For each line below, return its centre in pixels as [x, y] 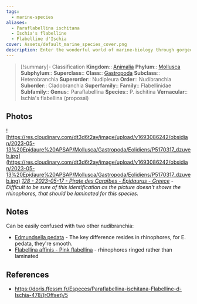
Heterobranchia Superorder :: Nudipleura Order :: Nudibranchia [96, 79]
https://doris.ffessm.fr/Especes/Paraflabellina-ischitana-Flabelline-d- [98, 289]
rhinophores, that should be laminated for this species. [72, 193]
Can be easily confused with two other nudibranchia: [70, 226]
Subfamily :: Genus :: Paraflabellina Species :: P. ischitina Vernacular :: [104, 91]
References [28, 275]
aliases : [17, 22]
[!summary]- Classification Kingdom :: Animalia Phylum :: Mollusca [100, 67]
